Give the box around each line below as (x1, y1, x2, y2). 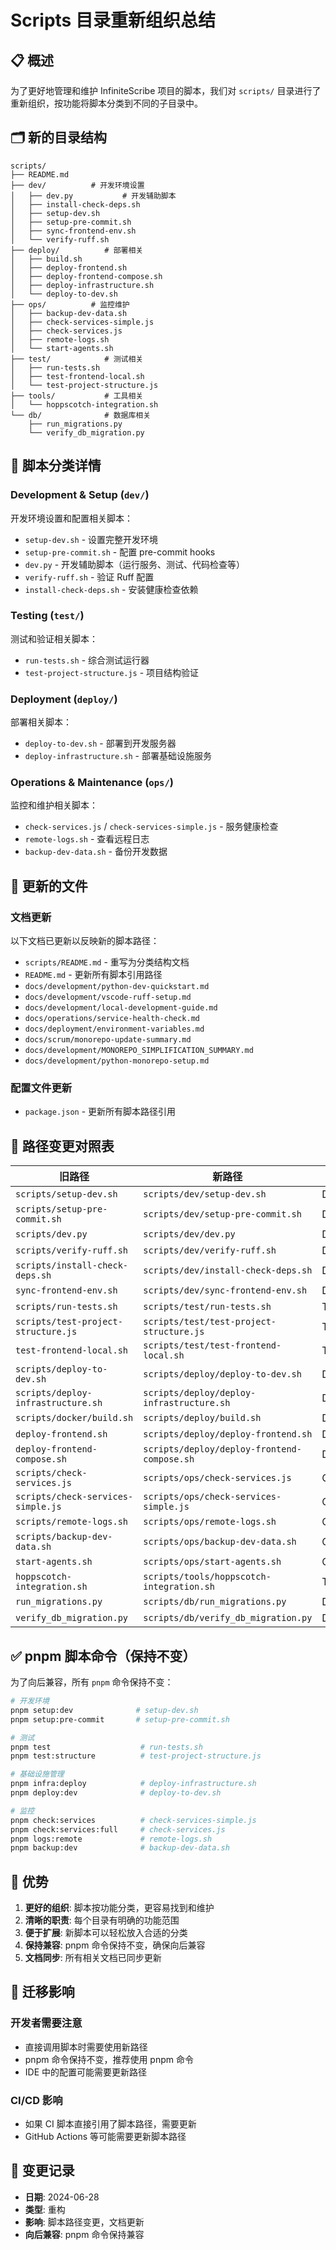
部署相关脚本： (10, 716, 72, 728)
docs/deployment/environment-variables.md (24, 1024, 205, 1035)
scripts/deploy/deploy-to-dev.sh (143, 1369, 302, 1380)
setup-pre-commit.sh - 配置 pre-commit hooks (24, 546, 216, 558)
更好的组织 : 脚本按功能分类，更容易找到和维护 (24, 1902, 215, 1914)
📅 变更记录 (10, 2162, 75, 2180)
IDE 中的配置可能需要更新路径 (24, 2066, 148, 2078)
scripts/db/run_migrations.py (143, 1596, 287, 1608)
